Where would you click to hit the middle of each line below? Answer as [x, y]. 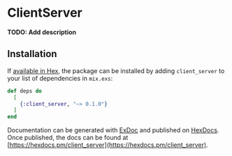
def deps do [24, 91]
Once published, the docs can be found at [68, 138]
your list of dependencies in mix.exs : [60, 78]
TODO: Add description [42, 32]
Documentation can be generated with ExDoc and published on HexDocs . [113, 130]
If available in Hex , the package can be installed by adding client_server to [116, 70]
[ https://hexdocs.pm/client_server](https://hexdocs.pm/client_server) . [108, 145]
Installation [32, 54]
